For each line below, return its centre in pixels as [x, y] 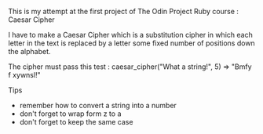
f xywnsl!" [24, 75]
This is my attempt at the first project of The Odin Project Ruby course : [124, 11]
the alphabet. [29, 51]
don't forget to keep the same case [76, 122]
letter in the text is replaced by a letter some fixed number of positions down [131, 43]
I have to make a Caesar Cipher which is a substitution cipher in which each [130, 35]
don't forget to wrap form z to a [70, 114]
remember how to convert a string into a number [98, 105]
